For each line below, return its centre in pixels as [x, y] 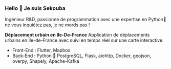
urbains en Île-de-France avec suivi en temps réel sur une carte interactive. [84, 40]
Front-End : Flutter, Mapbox [41, 50]
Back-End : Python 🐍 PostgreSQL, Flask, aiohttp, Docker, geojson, [82, 56]
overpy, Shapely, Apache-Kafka [46, 61]
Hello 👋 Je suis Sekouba [35, 8]
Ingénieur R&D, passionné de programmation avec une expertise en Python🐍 [85, 20]
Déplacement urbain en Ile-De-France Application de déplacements [77, 35]
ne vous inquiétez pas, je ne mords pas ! [47, 25]
